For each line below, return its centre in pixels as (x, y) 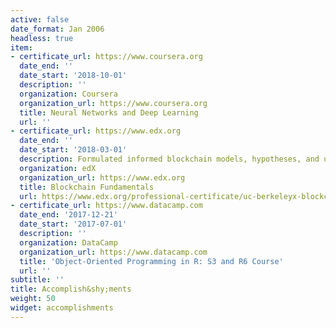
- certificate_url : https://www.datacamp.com (106, 206)
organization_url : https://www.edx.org (102, 177)
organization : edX (58, 168)
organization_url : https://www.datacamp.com (113, 252)
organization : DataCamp (68, 242)
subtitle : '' (37, 280)
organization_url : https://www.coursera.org (113, 103)
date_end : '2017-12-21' (68, 215)
